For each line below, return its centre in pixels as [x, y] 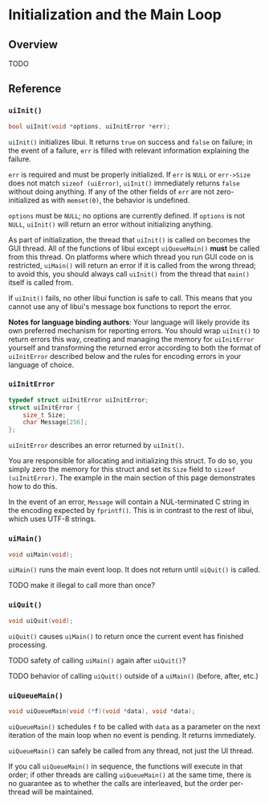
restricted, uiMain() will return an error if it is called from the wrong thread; [132, 265]
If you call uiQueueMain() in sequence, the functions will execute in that [126, 766]
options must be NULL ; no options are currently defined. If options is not [126, 215]
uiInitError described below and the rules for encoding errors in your [125, 356]
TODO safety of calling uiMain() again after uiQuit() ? [97, 660]
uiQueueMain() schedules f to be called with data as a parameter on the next [134, 726]
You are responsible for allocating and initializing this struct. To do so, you [130, 461]
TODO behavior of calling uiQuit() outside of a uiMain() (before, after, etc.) [133, 675]
